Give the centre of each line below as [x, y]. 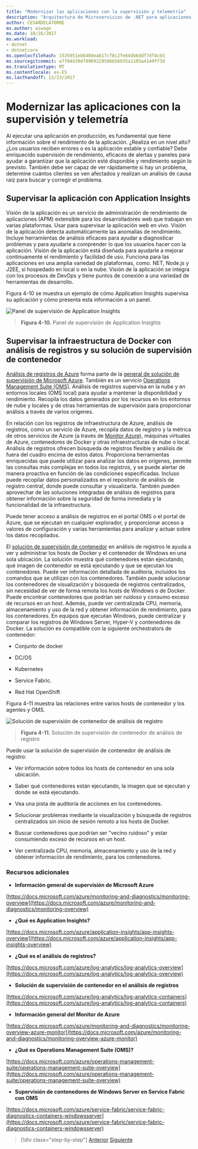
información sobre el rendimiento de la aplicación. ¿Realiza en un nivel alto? [98, 142]
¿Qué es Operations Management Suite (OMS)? [74, 1050]
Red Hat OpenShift [37, 692]
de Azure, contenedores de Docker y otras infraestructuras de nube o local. [98, 442]
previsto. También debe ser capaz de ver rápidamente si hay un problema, [97, 167]
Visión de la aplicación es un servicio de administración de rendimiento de [97, 212]
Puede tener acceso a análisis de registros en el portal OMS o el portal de [96, 516]
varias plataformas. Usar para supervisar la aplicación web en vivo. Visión [96, 225]
